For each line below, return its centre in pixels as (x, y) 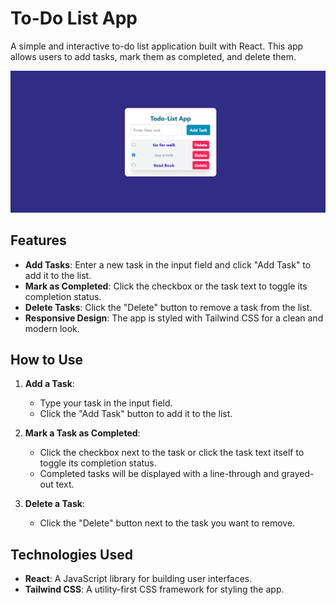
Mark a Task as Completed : (82, 433)
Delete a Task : (54, 504)
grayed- (298, 474)
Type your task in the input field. (106, 403)
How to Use (47, 360)
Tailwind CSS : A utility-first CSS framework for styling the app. (154, 589)
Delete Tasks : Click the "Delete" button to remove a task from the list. (168, 307)
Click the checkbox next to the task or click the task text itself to (172, 453)
